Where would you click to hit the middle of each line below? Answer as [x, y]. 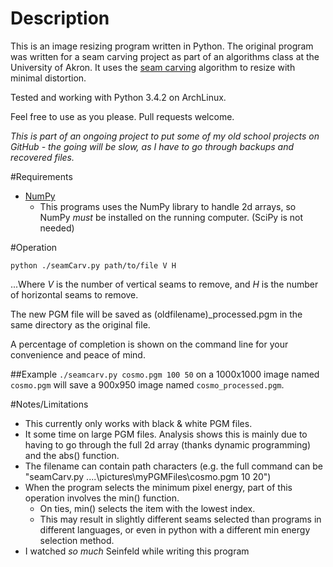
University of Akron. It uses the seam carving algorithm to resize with [153, 67]
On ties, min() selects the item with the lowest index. [147, 508]
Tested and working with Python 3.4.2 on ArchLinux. [118, 97]
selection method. [77, 540]
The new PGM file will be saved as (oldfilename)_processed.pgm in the [156, 314]
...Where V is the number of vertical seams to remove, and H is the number [164, 284]
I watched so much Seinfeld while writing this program [137, 551]
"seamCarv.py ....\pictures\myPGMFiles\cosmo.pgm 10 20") [148, 476]
